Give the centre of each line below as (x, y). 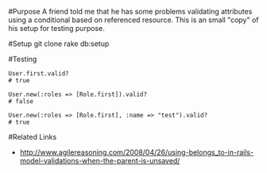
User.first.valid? (39, 74)
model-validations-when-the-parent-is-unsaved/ (100, 161)
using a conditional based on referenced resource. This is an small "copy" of (134, 20)
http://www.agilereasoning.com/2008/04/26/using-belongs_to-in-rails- (137, 152)
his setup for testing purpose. (56, 28)
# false (21, 102)
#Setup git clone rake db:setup (59, 44)
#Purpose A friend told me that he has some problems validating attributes (130, 12)
